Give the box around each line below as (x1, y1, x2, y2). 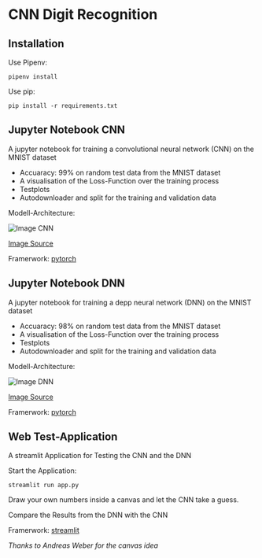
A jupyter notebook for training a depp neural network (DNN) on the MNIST (8, 297, 252, 307)
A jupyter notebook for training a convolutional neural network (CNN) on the (8, 144, 254, 153)
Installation (8, 37, 65, 50)
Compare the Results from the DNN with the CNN (8, 510, 168, 520)
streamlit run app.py (8, 482, 79, 490)
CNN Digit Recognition (8, 6, 158, 24)
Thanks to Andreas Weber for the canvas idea (8, 541, 159, 550)
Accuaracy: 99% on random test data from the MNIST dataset (19, 168, 221, 177)
